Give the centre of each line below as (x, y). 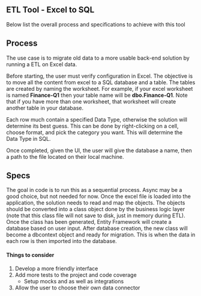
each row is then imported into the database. (61, 241)
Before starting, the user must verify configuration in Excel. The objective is (100, 76)
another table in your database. (45, 108)
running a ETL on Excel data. (42, 64)
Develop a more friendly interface (56, 268)
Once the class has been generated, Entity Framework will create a (89, 222)
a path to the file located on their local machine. (65, 156)
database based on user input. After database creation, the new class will (97, 229)
